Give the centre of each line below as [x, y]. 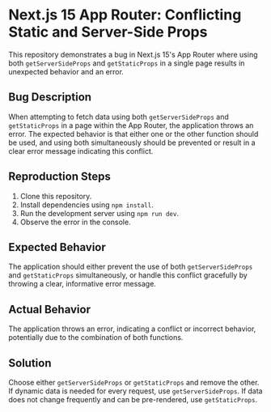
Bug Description [50, 98]
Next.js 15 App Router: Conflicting [125, 15]
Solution [30, 363]
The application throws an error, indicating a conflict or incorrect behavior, [132, 329]
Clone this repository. [56, 196]
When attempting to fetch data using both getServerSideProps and [119, 117]
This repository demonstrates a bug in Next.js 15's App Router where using [133, 54]
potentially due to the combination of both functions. [96, 338]
